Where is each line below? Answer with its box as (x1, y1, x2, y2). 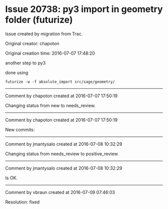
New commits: (5, 126, 35, 132)
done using (5, 69, 28, 76)
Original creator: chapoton (5, 40, 59, 46)
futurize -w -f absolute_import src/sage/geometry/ (5, 79, 115, 84)
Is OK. (5, 174, 18, 181)
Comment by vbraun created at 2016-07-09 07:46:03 (5, 189, 115, 195)
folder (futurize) (5, 14, 73, 26)
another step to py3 (5, 60, 46, 66)
